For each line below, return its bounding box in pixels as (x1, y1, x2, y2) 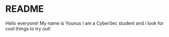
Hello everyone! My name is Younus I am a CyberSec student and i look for (5, 20, 164, 26)
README (5, 3, 44, 15)
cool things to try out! (5, 25, 51, 31)
